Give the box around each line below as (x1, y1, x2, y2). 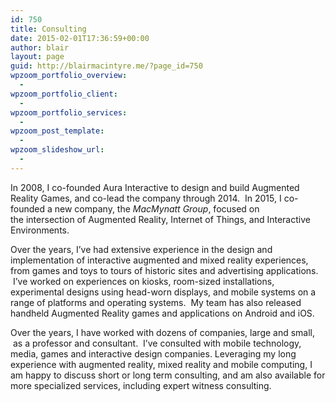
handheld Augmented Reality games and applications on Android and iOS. (10, 307, 315, 319)
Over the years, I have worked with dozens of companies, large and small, (10, 326, 316, 338)
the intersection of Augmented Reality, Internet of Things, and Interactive (10, 213, 311, 225)
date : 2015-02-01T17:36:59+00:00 (10, 33, 150, 43)
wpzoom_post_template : (10, 126, 105, 136)
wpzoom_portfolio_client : (10, 89, 118, 99)
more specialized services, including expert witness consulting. (10, 379, 272, 391)
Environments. (10, 224, 70, 236)
